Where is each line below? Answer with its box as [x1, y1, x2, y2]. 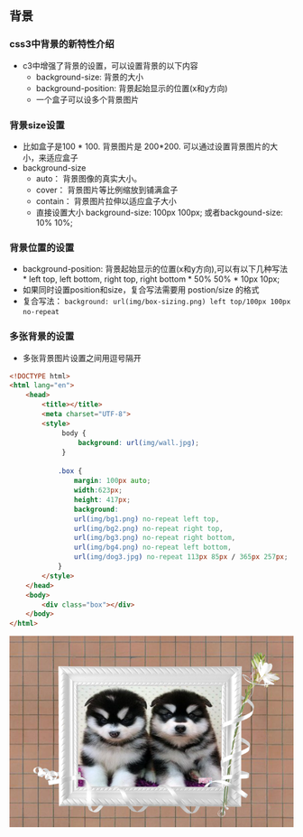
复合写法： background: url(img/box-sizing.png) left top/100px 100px [22, 296, 291, 307]
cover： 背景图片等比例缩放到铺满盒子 [35, 184, 179, 195]
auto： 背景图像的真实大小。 [35, 172, 142, 183]
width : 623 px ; [73, 486, 124, 495]
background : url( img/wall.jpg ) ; [78, 438, 200, 447]
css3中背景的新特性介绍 [9, 38, 115, 51]
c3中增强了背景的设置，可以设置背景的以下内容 [22, 60, 198, 70]
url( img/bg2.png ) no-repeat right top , [73, 524, 224, 533]
